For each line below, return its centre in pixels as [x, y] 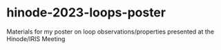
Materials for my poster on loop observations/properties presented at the [110, 32]
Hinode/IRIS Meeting [36, 38]
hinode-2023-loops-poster [86, 13]
